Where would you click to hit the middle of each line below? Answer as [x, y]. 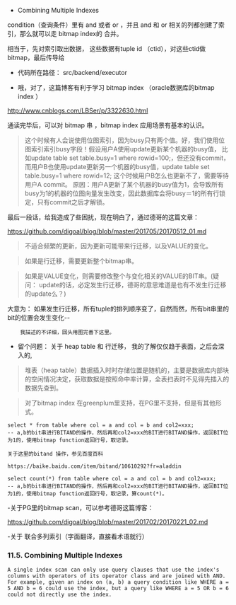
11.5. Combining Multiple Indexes [65, 555]
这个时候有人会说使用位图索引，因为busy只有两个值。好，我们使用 [122, 140]
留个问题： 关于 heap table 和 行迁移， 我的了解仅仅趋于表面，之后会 [118, 346]
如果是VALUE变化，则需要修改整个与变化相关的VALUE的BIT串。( [119, 276]
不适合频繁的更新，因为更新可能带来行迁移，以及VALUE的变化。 [118, 246]
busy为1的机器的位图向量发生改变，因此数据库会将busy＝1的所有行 [122, 193]
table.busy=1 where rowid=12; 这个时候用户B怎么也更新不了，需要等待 [127, 175]
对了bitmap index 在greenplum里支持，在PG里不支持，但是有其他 [120, 403]
